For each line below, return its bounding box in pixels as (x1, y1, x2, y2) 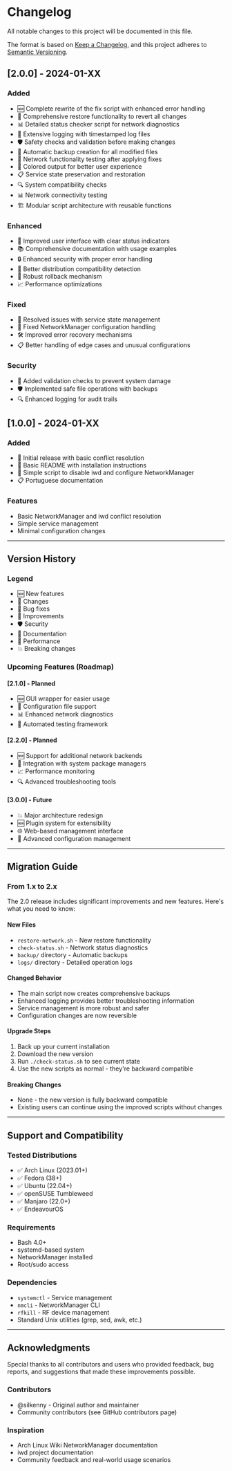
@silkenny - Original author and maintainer (17, 1400, 139, 1409)
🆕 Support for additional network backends (17, 751, 143, 759)
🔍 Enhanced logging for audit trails (17, 395, 118, 403)
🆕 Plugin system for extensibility (17, 819, 112, 827)
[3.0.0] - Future (7, 796, 52, 804)
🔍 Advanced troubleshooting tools (17, 777, 116, 786)
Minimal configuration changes (17, 526, 106, 535)
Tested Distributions (7, 1150, 77, 1160)
